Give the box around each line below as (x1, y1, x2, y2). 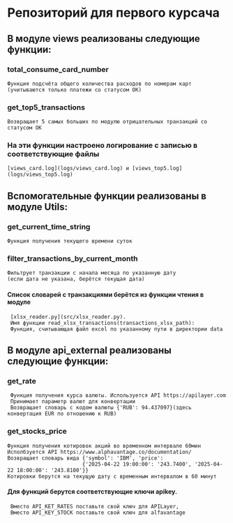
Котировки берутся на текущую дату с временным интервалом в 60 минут (7, 473, 217, 480)
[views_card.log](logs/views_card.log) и (7, 165, 130, 172)
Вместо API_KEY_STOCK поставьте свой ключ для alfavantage (10, 509, 186, 516)
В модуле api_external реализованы (7, 344, 172, 356)
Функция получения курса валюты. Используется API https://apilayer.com (10, 392, 227, 399)
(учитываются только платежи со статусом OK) (7, 86, 142, 93)
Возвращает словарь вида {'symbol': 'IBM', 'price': (7, 455, 164, 462)
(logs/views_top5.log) (7, 171, 73, 179)
